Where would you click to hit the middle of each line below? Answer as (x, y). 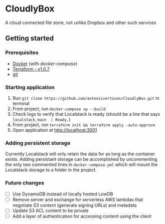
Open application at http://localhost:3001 (55, 130)
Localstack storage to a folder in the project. (51, 170)
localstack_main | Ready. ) (41, 119)
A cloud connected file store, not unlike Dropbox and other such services (81, 23)
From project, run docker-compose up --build (59, 109)
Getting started (30, 38)
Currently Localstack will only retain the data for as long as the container (80, 154)
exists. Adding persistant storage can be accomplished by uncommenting (81, 159)
